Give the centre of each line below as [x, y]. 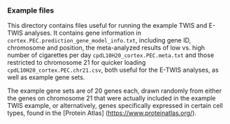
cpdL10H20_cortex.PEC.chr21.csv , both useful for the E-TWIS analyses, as [113, 70]
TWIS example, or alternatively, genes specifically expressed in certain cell [115, 106]
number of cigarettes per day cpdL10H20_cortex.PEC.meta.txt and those [111, 55]
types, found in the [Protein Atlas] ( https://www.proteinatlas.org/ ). [102, 113]
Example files [31, 10]
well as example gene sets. [46, 77]
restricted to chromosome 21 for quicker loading [77, 63]
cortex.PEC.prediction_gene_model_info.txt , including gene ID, [99, 40]
